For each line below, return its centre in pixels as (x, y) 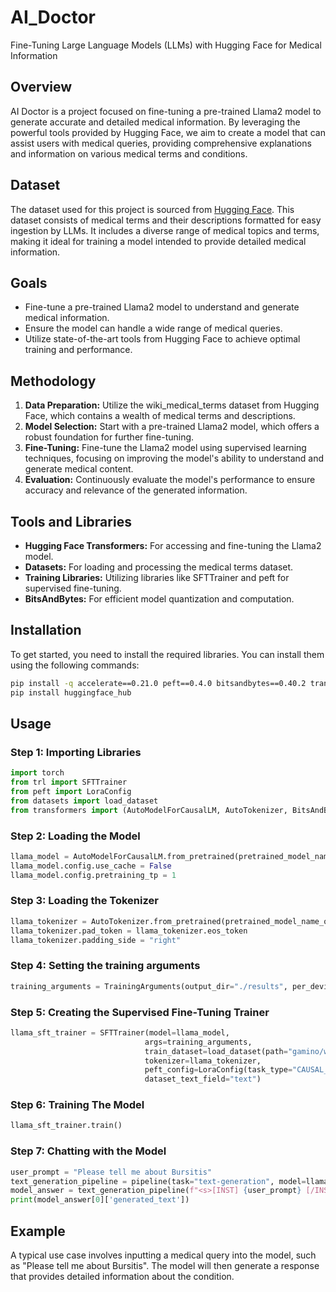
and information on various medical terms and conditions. (129, 153)
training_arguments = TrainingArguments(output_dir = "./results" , (149, 986)
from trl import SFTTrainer (69, 782)
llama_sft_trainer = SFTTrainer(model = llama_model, (120, 1032)
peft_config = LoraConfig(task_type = (218, 1070)
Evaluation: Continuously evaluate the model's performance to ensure (170, 480)
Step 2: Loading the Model (75, 836)
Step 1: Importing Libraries (76, 752)
